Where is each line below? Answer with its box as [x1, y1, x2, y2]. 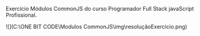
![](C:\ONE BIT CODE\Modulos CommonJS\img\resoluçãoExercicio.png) [6, 23, 188, 30]
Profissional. [6, 11, 37, 19]
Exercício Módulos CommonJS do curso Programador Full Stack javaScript [6, 5, 194, 12]
